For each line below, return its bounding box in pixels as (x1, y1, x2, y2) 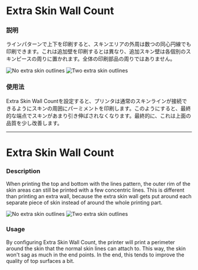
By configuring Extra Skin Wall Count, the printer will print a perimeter (6, 238, 176, 245)
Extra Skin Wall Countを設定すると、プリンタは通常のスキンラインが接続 (6, 97, 182, 104)
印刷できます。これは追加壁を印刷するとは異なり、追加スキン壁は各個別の (6, 48, 186, 55)
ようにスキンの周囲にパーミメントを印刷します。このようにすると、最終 (16, 105, 192, 112)
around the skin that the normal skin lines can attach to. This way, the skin (6, 245, 186, 252)
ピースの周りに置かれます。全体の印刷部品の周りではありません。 (16, 55, 176, 62)
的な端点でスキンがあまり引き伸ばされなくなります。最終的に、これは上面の (6, 112, 192, 119)
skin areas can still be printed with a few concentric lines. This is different (6, 186, 184, 194)
